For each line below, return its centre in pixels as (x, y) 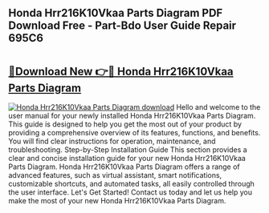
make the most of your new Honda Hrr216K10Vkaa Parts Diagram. (117, 201)
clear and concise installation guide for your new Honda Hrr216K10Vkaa (127, 158)
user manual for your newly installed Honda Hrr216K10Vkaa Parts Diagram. (132, 116)
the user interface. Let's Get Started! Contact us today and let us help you (130, 192)
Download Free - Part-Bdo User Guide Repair (122, 26)
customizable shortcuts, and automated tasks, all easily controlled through (132, 184)
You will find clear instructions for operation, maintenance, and (112, 141)
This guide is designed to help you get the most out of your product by (125, 124)
